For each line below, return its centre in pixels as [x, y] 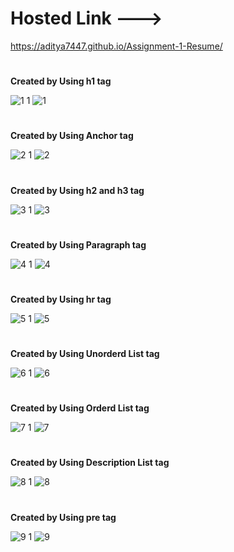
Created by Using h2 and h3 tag [77, 190]
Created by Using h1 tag [61, 81]
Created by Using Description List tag [90, 463]
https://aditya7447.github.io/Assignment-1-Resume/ [116, 46]
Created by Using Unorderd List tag [85, 354]
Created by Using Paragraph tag [78, 244]
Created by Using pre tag [63, 517]
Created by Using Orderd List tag [80, 408]
